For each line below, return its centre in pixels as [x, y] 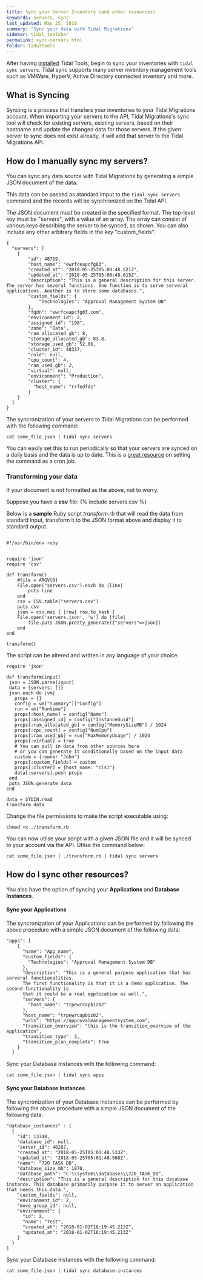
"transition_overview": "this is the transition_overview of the [106, 1026]
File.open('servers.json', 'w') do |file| [72, 617]
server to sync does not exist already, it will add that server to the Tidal [95, 136]
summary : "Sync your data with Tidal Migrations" [70, 29]
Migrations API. [25, 142]
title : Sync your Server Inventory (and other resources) [81, 12]
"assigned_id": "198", [57, 323]
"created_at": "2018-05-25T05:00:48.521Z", [84, 269]
